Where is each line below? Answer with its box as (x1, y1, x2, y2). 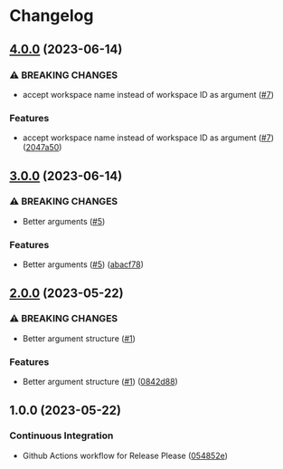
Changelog (9, 5, 94, 26)
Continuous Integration (9, 429, 114, 442)
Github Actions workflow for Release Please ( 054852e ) (22, 450, 229, 461)
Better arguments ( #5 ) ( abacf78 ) (22, 259, 145, 270)
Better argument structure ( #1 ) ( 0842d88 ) (22, 377, 178, 388)
